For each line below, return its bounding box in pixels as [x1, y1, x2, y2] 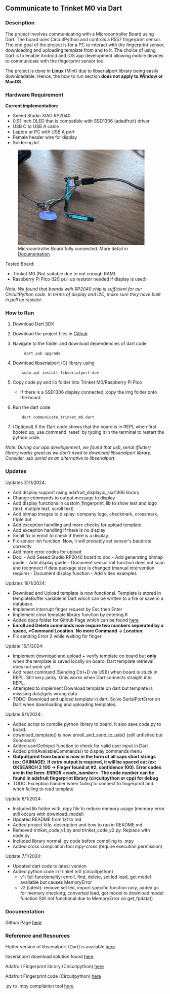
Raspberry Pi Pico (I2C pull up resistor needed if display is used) [12, 276, 147, 282]
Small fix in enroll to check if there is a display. [12, 532, 110, 538]
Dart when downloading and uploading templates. [12, 701, 117, 708]
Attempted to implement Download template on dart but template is [12, 685, 153, 691]
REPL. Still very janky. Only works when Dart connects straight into [12, 674, 152, 680]
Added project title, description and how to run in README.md [12, 821, 143, 827]
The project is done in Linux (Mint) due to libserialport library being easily [5, 68, 159, 74]
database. [12, 600, 34, 606]
